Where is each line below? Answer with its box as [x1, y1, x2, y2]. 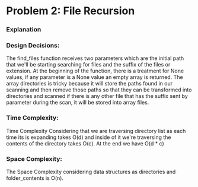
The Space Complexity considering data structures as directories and [6, 168, 176, 175]
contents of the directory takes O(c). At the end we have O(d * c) [6, 140, 164, 147]
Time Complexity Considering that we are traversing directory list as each [6, 127, 186, 134]
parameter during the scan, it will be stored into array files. [6, 99, 149, 106]
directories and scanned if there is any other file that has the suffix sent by [6, 93, 188, 100]
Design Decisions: [6, 42, 60, 50]
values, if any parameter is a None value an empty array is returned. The [6, 74, 183, 81]
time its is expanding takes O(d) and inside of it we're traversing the [6, 134, 171, 141]
